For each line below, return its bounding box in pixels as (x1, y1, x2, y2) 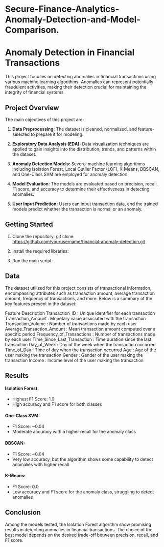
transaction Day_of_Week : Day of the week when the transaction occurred (5, 341, 156, 347)
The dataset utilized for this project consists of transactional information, (5, 285, 152, 291)
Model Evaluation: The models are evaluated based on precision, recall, (12, 181, 158, 186)
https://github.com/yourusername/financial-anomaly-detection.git (12, 239, 145, 244)
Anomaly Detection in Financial (5, 47, 135, 58)
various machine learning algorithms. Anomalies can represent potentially (5, 79, 154, 85)
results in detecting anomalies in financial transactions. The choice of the (5, 526, 153, 532)
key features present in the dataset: (5, 301, 77, 306)
